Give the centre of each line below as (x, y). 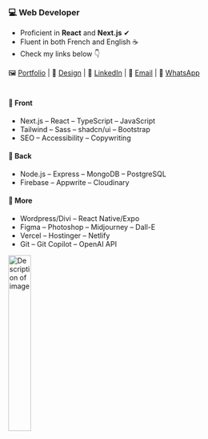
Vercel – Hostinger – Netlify (65, 236)
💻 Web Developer (44, 12)
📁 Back (20, 156)
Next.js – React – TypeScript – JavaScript (88, 121)
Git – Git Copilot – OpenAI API (68, 244)
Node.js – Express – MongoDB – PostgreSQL (93, 174)
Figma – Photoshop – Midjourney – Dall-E (88, 227)
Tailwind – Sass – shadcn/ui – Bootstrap (85, 129)
